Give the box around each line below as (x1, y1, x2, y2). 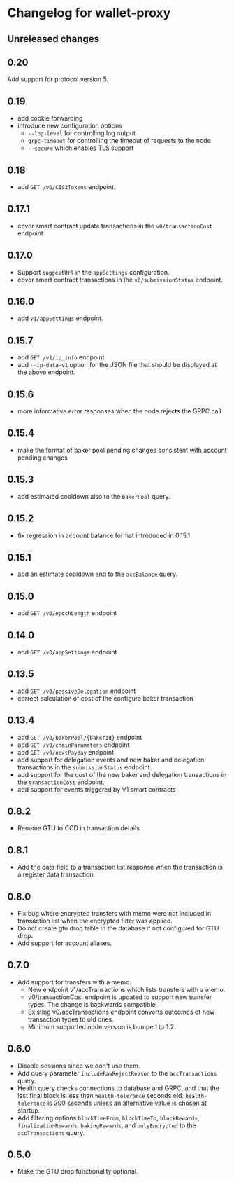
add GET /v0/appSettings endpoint (17, 647, 117, 656)
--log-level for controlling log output (27, 129, 136, 137)
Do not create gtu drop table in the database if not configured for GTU (17, 924, 219, 933)
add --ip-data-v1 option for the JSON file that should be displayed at (17, 361, 217, 369)
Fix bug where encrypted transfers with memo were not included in (17, 909, 212, 918)
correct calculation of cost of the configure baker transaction (17, 694, 193, 702)
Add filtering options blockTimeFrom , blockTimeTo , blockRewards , (17, 1113, 200, 1122)
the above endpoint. (17, 368, 75, 376)
